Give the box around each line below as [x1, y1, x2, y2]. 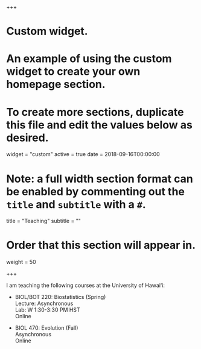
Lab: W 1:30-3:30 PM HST [14, 306, 80, 313]
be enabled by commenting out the [6, 184, 185, 198]
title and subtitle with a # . [6, 197, 146, 211]
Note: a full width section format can [6, 172, 193, 186]
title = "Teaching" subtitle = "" [6, 218, 81, 225]
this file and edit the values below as [6, 118, 193, 131]
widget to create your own [6, 64, 141, 78]
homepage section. [6, 78, 106, 91]
